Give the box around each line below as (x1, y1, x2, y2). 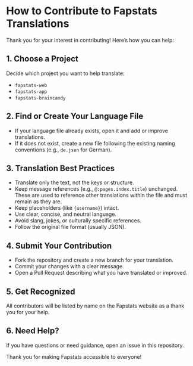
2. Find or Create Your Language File (6, 111, 144, 122)
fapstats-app (14, 88, 48, 95)
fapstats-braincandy (14, 95, 66, 101)
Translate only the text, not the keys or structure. (14, 179, 135, 186)
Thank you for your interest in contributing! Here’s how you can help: (6, 36, 174, 44)
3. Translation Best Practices (6, 163, 115, 173)
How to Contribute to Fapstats (6, 4, 157, 18)
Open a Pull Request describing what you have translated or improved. (14, 269, 188, 277)
